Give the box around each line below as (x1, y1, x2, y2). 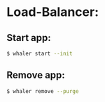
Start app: (6, 32, 52, 44)
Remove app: (6, 69, 66, 81)
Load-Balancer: (6, 4, 99, 20)
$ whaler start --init (6, 50, 73, 57)
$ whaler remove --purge (6, 87, 79, 94)
